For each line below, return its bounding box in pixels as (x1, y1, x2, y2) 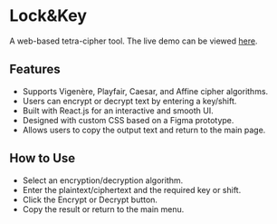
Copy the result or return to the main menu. (22, 203, 185, 214)
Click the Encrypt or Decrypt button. (22, 194, 158, 205)
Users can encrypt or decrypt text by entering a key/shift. (22, 95, 237, 106)
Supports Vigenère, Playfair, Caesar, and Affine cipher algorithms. (22, 85, 269, 96)
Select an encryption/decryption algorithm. (22, 174, 184, 186)
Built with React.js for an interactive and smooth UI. (22, 105, 215, 116)
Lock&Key (9, 5, 88, 26)
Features (9, 62, 61, 77)
